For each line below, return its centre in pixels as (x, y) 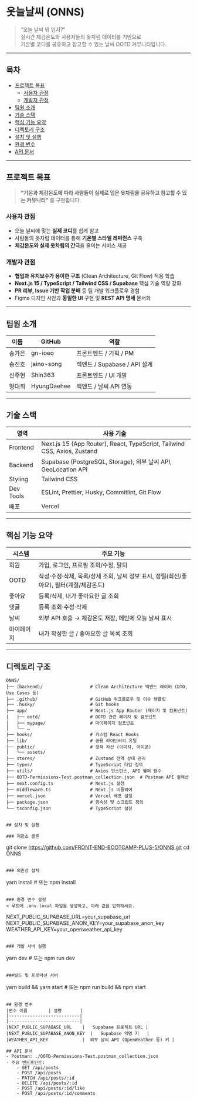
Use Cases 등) (23, 693)
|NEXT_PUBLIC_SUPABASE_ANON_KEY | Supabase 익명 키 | (78, 1034)
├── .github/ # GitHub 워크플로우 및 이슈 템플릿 (86, 700)
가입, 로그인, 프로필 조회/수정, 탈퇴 (83, 565)
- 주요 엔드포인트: (26, 1063)
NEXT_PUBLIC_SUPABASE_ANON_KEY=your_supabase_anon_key (85, 923)
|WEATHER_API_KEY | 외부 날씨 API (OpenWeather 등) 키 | (90, 1040)
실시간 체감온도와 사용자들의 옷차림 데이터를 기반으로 (81, 36)
